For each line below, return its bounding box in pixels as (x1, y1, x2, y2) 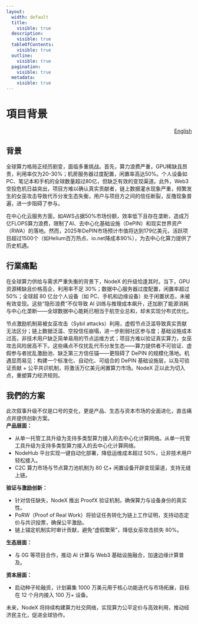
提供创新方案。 (16, 415, 53, 422)
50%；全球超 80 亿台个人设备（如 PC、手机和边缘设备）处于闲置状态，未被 (6, 292, 190, 299)
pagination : (11, 63, 41, 70)
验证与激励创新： (6, 484, 48, 492)
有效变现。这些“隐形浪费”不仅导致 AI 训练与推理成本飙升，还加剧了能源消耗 (6, 300, 189, 307)
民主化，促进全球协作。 (11, 612, 68, 619)
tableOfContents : (11, 42, 54, 48)
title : (11, 20, 28, 25)
